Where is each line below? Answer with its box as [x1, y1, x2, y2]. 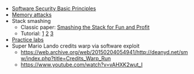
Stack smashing [11, 18, 51, 24]
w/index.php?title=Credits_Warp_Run [20, 55, 111, 62]
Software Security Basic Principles [11, 5, 96, 12]
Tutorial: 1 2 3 [20, 30, 54, 37]
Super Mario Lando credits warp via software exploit [11, 42, 140, 49]
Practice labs [11, 36, 44, 43]
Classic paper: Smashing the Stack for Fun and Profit [20, 23, 150, 31]
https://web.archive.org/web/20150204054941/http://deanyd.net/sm [20, 49, 188, 55]
